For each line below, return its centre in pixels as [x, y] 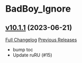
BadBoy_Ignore [38, 9]
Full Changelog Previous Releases [41, 40]
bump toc [23, 50]
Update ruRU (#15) [32, 55]
